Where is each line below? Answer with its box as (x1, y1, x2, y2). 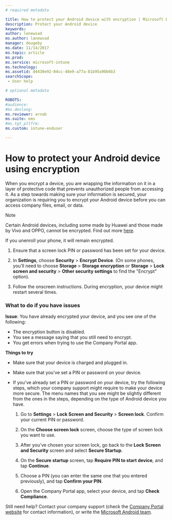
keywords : (5, 26, 27, 31)
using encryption (5, 164, 80, 175)
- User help (7, 79, 33, 84)
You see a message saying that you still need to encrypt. (12, 334, 132, 341)
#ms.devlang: (5, 107, 33, 112)
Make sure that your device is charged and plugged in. (12, 359, 128, 366)
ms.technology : (5, 65, 38, 70)
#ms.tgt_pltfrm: (5, 121, 40, 126)
